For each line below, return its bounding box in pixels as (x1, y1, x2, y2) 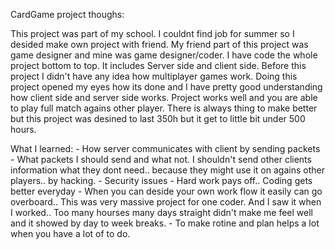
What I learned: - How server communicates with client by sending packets (10, 143, 321, 154)
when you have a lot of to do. (10, 228, 131, 239)
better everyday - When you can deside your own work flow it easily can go (10, 185, 323, 197)
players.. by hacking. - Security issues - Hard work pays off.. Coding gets (10, 175, 313, 186)
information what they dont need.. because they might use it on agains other (10, 164, 325, 176)
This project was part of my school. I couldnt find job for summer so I (10, 28, 295, 39)
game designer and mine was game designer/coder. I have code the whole (10, 49, 318, 61)
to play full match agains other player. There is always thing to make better (10, 102, 318, 114)
